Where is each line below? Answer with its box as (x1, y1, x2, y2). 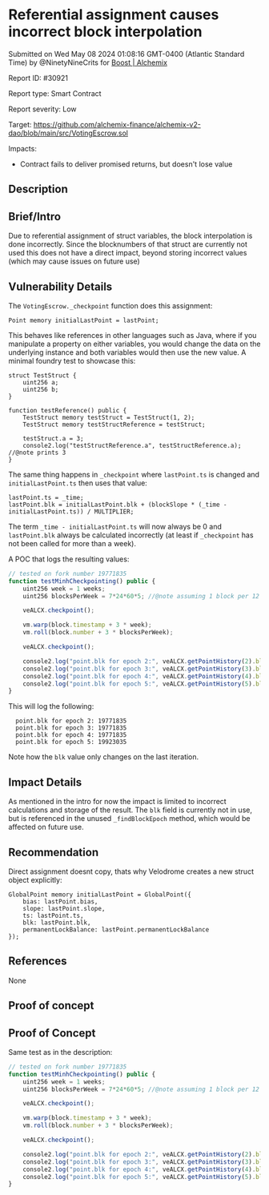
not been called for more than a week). (8, 538, 136, 548)
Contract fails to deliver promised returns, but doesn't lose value (19, 159, 233, 169)
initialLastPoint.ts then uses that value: (8, 478, 148, 488)
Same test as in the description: (8, 1047, 113, 1056)
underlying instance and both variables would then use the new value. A (8, 347, 247, 357)
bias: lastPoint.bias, (22, 897, 98, 906)
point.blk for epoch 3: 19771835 (15, 724, 127, 732)
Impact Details (8, 775, 82, 789)
